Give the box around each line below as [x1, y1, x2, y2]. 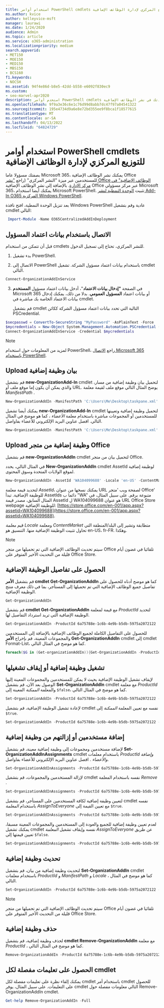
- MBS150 [5, 66, 23, 71]
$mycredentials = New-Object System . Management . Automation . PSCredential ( [5, 324, 161, 329]
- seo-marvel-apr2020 [5, 93, 50, 98]
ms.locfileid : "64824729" [5, 125, 58, 129]
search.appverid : [5, 48, 41, 53]
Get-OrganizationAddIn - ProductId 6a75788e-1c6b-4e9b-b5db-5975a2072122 [5, 622, 156, 626]
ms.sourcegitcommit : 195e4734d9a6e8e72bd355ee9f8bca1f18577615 [5, 107, 137, 112]
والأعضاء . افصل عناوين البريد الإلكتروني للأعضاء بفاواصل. [5, 756, 109, 762]
